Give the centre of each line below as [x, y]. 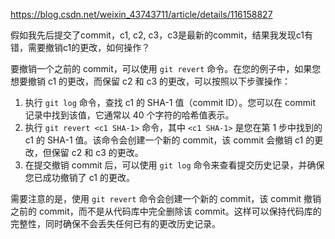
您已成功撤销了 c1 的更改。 [79, 177]
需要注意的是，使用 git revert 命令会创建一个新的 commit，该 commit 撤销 [166, 198]
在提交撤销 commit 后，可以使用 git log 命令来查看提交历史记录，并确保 [174, 165]
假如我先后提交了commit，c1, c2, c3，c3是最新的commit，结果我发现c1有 [161, 35]
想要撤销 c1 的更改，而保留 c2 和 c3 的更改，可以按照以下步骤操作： [151, 81]
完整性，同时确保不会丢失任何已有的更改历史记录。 [115, 223]
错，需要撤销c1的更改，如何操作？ [80, 47]
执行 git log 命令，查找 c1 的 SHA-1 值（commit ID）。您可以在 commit [170, 102]
